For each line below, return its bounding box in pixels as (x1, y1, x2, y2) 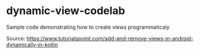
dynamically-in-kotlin (6, 41, 59, 48)
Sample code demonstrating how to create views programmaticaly (6, 23, 170, 31)
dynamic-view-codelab (6, 4, 125, 18)
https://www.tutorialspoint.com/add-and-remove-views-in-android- (26, 35, 194, 42)
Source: (6, 35, 26, 42)
